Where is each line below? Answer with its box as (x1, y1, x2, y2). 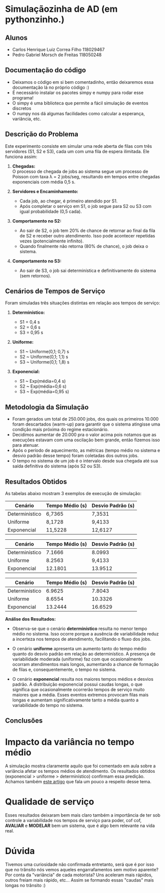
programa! (12, 95, 33, 100)
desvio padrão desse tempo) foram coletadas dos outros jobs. (12, 453, 139, 459)
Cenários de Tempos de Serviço (5, 287, 105, 296)
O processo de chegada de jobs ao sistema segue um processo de (12, 168, 149, 174)
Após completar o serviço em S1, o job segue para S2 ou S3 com (19, 203, 152, 209)
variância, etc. (12, 116, 41, 122)
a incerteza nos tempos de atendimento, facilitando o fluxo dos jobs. (12, 636, 152, 642)
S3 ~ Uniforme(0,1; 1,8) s (19, 359, 70, 365)
